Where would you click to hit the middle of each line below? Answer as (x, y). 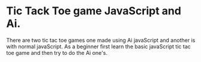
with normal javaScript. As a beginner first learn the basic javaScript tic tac (98, 46)
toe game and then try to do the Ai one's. (57, 52)
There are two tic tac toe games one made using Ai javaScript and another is (101, 40)
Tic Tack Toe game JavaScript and (94, 11)
